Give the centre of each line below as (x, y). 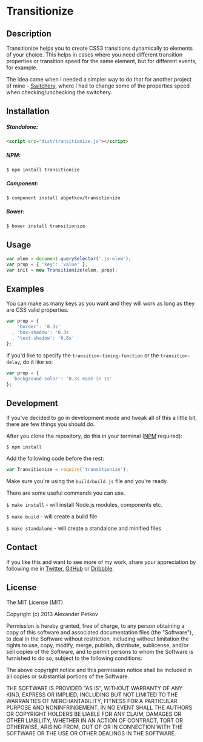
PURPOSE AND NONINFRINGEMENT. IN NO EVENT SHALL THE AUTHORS (99, 707)
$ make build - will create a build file (52, 517)
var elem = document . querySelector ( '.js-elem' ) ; (69, 259)
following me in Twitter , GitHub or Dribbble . (60, 568)
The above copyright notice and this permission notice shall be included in (99, 670)
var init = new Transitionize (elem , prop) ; (62, 270)
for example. (22, 67)
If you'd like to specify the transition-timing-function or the (83, 355)
